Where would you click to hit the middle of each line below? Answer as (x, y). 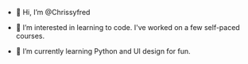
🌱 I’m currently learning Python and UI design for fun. (103, 51)
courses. (30, 36)
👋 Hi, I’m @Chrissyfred (53, 12)
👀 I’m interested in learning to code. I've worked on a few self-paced (128, 27)
